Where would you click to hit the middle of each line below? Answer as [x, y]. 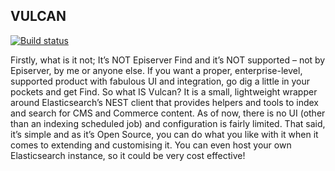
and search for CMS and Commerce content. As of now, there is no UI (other [168, 113]
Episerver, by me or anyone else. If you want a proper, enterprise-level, [156, 70]
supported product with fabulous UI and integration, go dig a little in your [160, 81]
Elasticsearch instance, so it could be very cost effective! [128, 155]
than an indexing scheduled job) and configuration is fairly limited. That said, [168, 123]
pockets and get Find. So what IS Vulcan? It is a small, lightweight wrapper [164, 91]
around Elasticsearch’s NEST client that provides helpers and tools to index [165, 102]
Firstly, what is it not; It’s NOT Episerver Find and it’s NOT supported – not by [168, 60]
